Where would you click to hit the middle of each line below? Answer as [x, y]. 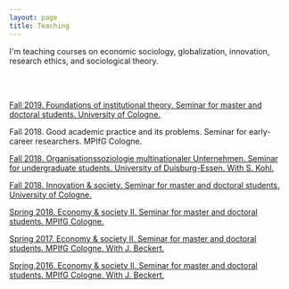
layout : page [33, 17]
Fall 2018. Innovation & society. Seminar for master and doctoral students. [144, 185]
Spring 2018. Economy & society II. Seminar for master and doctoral [134, 211]
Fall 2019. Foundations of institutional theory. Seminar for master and [136, 104]
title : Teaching [39, 26]
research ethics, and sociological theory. [84, 61]
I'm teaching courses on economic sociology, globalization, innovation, [140, 51]
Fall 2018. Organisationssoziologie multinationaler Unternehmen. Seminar [144, 158]
